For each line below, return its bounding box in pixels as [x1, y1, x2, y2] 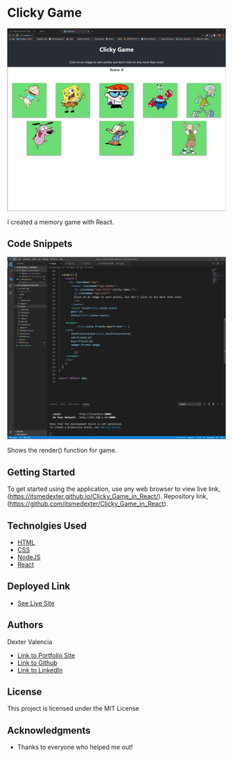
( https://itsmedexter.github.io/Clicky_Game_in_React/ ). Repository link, [7, 492, 208, 501]
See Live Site [17, 599, 55, 607]
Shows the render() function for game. [7, 446, 117, 455]
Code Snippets [7, 238, 73, 250]
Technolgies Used [7, 519, 87, 531]
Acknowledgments [7, 725, 92, 736]
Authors [7, 619, 44, 631]
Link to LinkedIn [17, 666, 63, 674]
